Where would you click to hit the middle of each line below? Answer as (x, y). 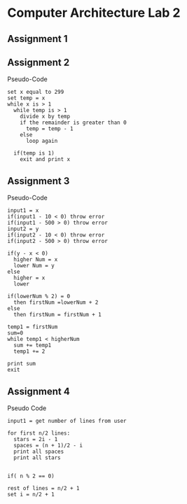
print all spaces (39, 452)
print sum (22, 364)
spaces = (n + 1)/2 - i (48, 446)
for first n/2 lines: (39, 433)
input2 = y (23, 229)
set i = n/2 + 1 (31, 495)
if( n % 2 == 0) (31, 476)
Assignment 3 (39, 181)
